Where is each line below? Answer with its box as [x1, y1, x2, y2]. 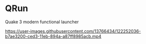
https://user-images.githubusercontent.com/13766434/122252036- [5, 28, 141, 34]
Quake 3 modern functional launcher [5, 19, 79, 25]
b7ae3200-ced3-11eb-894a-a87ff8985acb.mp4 [5, 33, 102, 39]
